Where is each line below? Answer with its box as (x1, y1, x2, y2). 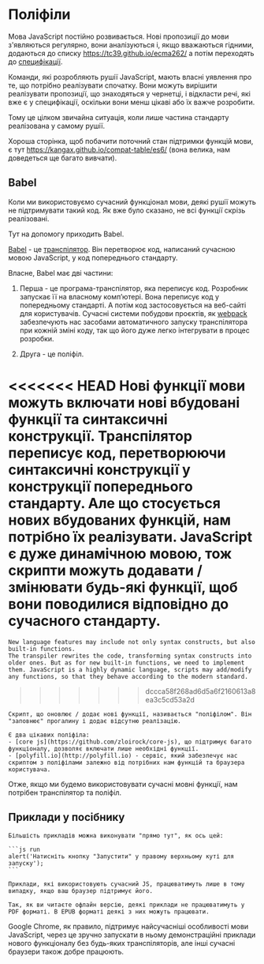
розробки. (19, 333, 54, 343)
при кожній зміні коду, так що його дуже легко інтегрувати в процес (19, 326, 250, 335)
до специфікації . (8, 57, 63, 66)
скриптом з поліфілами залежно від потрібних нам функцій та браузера (8, 759, 245, 766)
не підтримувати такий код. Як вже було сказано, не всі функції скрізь (8, 205, 246, 215)
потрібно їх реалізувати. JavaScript (8, 528, 253, 546)
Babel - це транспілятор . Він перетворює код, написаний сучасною (8, 244, 236, 254)
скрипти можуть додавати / (8, 561, 203, 579)
